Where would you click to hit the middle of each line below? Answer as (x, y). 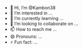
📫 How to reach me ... (33, 29)
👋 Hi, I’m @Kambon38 (33, 8)
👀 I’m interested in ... (31, 13)
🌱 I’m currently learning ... (37, 18)
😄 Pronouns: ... (26, 36)
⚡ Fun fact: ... (24, 42)
